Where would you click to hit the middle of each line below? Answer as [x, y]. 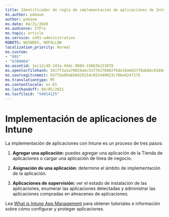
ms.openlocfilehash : [27, 71]
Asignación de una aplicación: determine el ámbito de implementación [87, 168]
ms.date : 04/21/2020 [27, 24]
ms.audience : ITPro [26, 29]
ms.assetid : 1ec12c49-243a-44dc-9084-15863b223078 [59, 66]
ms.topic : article [24, 33]
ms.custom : [17, 52]
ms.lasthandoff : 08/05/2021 [35, 89]
